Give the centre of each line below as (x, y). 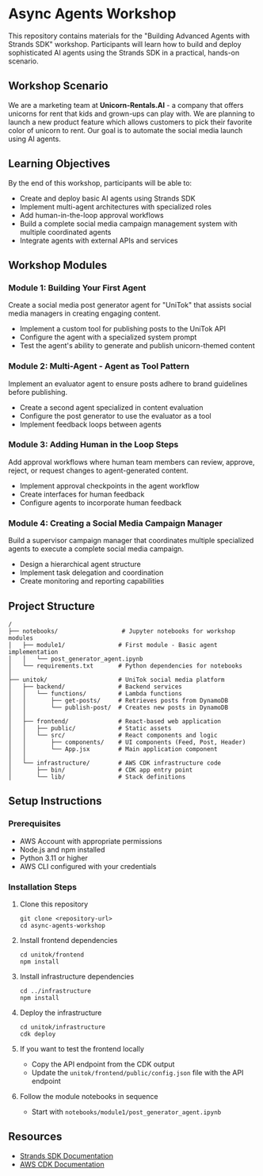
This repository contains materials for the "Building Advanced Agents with (129, 36)
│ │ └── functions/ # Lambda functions (95, 693)
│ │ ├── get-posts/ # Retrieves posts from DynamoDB (118, 700)
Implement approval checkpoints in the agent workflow (109, 485)
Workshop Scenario (58, 86)
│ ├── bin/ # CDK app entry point (101, 770)
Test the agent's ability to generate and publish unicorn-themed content (137, 346)
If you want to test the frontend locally (82, 1048)
